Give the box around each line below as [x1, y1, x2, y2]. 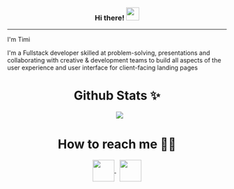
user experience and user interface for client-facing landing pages [7, 63, 198, 72]
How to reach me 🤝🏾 [57, 136, 176, 152]
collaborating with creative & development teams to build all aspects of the [7, 56, 221, 65]
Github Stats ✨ [73, 88, 161, 104]
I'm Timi [7, 35, 31, 44]
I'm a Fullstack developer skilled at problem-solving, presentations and [7, 49, 210, 57]
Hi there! [95, 13, 125, 22]
